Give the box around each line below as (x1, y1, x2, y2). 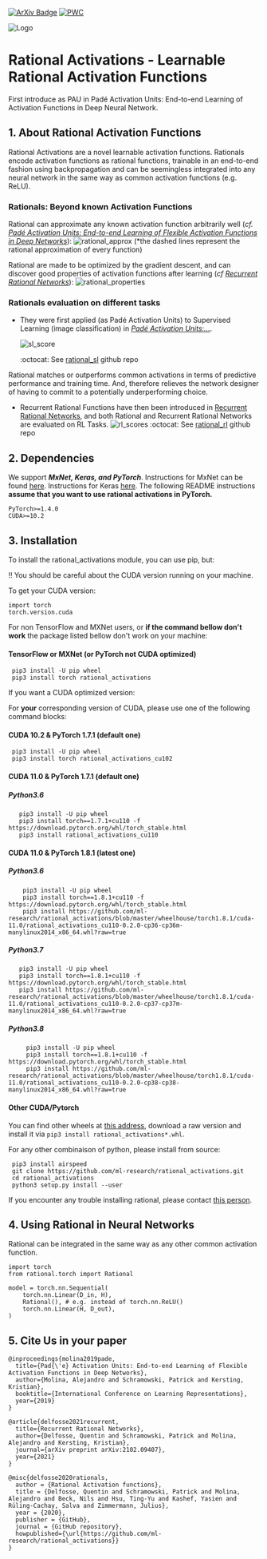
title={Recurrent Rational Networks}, (15, 1425, 145, 1434)
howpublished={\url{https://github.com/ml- (15, 1530, 162, 1538)
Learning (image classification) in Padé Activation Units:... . (19, 324, 213, 333)
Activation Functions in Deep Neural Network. (8, 102, 159, 112)
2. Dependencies (8, 451, 95, 465)
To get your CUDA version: (8, 586, 96, 595)
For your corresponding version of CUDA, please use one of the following (8, 703, 251, 713)
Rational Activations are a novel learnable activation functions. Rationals (8, 147, 245, 157)
